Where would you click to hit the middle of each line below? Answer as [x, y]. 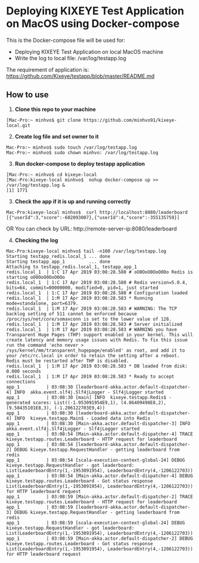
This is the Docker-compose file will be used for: [66, 40]
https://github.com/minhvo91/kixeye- [130, 120]
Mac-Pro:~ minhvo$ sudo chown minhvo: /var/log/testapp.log [83, 153]
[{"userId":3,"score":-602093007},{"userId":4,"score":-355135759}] [93, 217]
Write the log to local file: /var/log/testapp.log [70, 58]
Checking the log [36, 240]
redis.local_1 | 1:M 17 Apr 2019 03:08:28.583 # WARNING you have [92, 330]
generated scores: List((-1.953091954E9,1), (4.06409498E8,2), [86, 402]
